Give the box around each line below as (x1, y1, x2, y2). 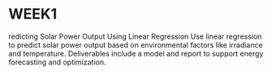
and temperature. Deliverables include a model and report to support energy (8, 48, 264, 58)
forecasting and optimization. (8, 57, 107, 67)
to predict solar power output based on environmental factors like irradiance (8, 40, 263, 49)
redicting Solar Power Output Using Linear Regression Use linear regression (8, 31, 262, 41)
